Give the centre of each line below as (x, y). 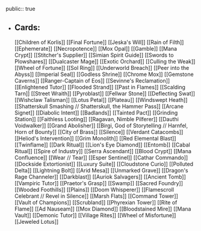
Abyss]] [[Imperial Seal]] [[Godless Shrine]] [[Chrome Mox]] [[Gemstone (104, 74)
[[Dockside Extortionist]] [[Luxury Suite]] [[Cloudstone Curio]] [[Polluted (104, 164)
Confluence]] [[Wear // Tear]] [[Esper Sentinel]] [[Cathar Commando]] (101, 157)
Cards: (27, 27)
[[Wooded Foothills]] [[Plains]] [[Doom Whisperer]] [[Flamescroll (94, 189)
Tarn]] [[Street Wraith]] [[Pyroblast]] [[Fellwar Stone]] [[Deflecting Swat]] (105, 93)
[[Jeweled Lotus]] (36, 221)
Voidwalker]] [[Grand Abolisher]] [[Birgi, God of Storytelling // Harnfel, (101, 125)
